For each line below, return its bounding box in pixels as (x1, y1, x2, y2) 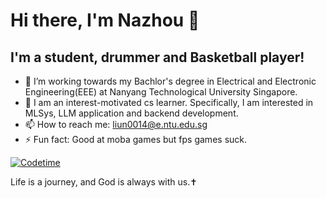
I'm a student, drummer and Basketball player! (10, 49, 305, 66)
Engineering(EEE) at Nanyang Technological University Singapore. (24, 86, 298, 98)
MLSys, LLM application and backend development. (24, 107, 239, 119)
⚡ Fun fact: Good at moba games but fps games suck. (24, 134, 248, 145)
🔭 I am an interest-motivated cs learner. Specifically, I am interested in (24, 97, 314, 108)
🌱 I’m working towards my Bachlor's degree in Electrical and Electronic (24, 75, 317, 87)
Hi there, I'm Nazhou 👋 (10, 9, 200, 32)
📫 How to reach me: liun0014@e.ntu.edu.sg (24, 119, 208, 130)
